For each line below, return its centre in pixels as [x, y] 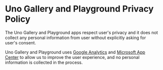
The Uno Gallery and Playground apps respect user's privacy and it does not [81, 32]
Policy [18, 19]
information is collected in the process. [44, 62]
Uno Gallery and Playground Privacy [79, 9]
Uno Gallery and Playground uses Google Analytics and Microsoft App [75, 52]
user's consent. [21, 42]
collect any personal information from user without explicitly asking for [76, 38]
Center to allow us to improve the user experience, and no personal [72, 57]
